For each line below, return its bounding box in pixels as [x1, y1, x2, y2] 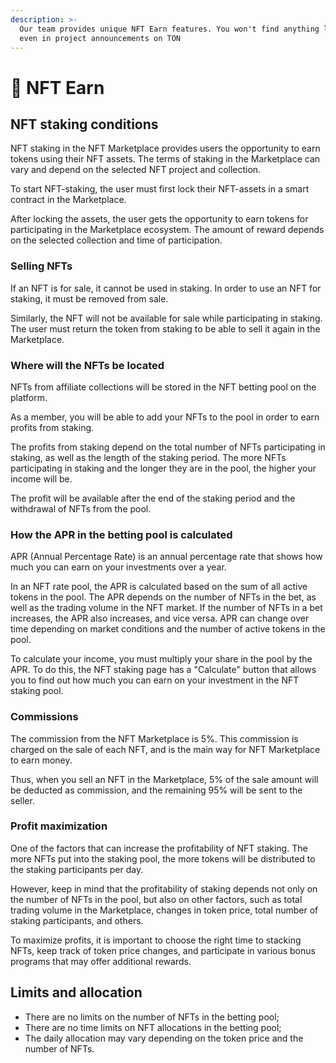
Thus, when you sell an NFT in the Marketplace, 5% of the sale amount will [10, 773, 319, 785]
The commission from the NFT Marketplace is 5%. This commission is [10, 732, 299, 745]
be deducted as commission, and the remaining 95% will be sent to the [10, 784, 303, 796]
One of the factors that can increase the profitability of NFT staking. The [10, 842, 308, 854]
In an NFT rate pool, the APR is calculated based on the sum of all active [10, 581, 308, 593]
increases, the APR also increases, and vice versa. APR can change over [10, 612, 310, 625]
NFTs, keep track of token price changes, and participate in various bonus [10, 944, 316, 956]
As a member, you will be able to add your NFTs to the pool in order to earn [10, 411, 320, 423]
